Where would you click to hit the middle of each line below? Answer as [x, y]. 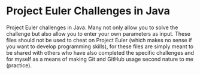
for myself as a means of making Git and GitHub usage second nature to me [100, 59]
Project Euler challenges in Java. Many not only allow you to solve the [92, 27]
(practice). [19, 65]
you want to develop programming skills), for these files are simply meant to [100, 46]
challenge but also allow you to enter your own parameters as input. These [98, 33]
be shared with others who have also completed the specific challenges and [100, 52]
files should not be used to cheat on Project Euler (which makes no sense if [99, 40]
